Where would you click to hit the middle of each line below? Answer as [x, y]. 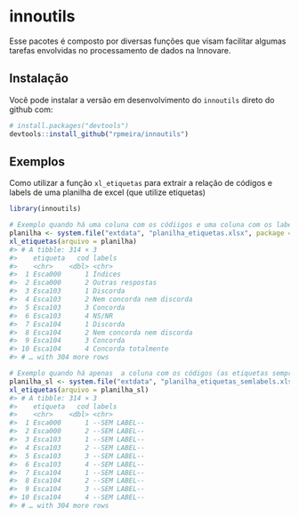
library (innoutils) [45, 209]
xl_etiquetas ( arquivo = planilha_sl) [79, 390]
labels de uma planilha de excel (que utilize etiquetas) [108, 192]
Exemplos [37, 162]
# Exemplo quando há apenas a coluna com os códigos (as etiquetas [139, 374]
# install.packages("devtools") [69, 125]
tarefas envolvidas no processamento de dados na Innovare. [120, 50]
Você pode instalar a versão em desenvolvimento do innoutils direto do [142, 100]
